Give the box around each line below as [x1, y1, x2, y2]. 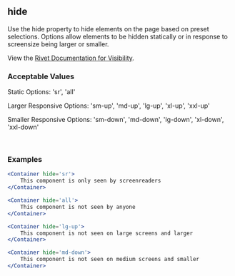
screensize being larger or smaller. [7, 39, 109, 48]
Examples [7, 155, 43, 165]
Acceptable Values [7, 71, 75, 81]
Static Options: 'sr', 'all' [7, 88, 76, 96]
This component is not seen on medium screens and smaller [20, 256, 200, 263]
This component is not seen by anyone [20, 203, 136, 210]
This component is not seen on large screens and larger [20, 230, 194, 237]
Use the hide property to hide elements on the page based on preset [7, 24, 209, 33]
